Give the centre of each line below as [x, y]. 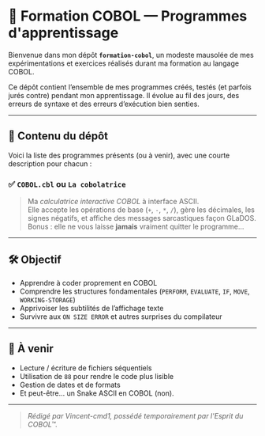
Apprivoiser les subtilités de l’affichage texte [91, 308]
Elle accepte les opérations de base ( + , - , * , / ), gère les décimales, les [141, 210]
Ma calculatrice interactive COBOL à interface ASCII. [113, 202]
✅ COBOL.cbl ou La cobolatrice [67, 184]
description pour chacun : [50, 163]
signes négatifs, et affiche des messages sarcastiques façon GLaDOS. [142, 218]
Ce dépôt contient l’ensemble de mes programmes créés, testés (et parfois [130, 87]
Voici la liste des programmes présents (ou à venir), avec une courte [119, 155]
